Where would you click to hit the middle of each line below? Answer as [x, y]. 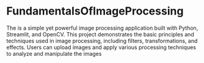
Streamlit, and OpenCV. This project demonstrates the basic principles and [100, 34]
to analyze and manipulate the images [54, 53]
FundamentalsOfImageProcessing [95, 11]
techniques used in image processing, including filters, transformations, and [102, 41]
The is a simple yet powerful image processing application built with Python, [102, 28]
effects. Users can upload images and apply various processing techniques [101, 47]
